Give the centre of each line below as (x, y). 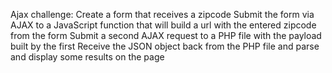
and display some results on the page (87, 57)
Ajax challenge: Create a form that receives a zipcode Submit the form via (162, 14)
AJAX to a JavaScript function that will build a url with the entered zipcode (163, 25)
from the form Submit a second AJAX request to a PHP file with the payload (166, 35)
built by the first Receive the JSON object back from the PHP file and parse (165, 46)
